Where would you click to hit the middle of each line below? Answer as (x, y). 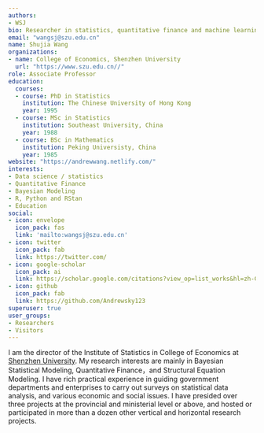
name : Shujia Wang (38, 45)
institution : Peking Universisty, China (89, 147)
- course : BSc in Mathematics (64, 140)
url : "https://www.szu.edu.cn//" (70, 67)
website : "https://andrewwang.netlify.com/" (82, 162)
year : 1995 (40, 111)
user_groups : (29, 316)
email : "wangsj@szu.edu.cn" (54, 37)
